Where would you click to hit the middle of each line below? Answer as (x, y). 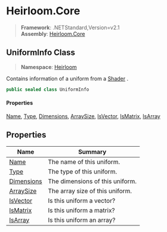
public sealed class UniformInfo (48, 89)
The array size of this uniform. (90, 191)
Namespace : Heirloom (49, 67)
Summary (92, 151)
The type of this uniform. (83, 171)
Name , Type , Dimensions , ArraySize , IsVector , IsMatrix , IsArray (83, 116)
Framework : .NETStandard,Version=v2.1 (70, 27)
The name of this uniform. (84, 162)
